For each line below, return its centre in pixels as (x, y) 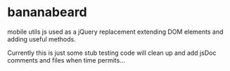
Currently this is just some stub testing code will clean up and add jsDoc (112, 53)
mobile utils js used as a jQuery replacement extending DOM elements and (115, 32)
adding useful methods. (41, 39)
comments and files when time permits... (66, 60)
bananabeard (47, 12)
